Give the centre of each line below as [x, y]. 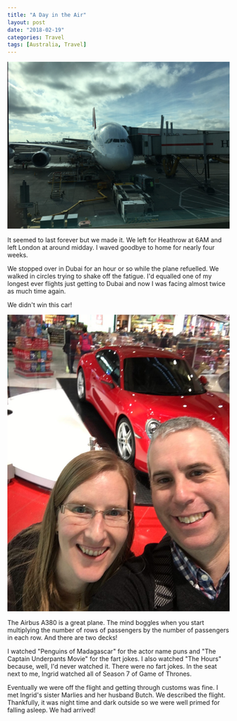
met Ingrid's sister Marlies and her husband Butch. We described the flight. [116, 695]
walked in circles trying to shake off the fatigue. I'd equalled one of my [110, 276]
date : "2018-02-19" [36, 30]
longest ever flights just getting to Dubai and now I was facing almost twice [116, 284]
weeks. [18, 255]
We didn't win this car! [40, 305]
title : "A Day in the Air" [47, 15]
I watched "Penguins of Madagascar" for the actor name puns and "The [112, 651]
